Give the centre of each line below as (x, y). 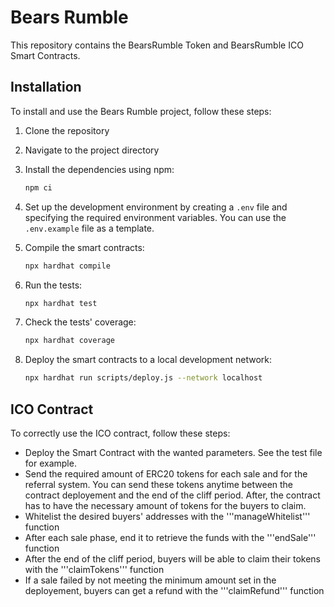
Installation (46, 87)
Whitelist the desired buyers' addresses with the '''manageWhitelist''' (167, 516)
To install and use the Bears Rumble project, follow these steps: (141, 111)
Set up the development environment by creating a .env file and (156, 207)
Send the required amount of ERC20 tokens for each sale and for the (166, 473)
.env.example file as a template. (89, 228)
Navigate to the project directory (92, 150)
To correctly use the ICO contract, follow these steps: (120, 433)
